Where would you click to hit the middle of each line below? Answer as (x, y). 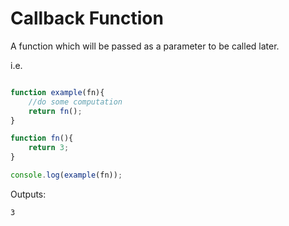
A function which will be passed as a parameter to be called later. (145, 46)
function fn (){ (42, 138)
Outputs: (28, 194)
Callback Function (87, 18)
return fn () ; (55, 111)
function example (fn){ (57, 92)
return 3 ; (49, 148)
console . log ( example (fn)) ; (66, 175)
